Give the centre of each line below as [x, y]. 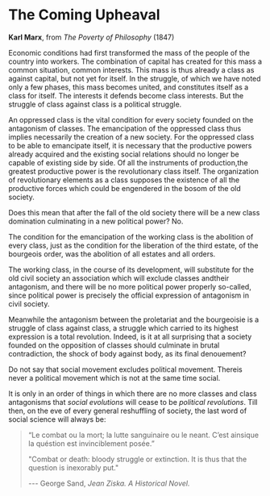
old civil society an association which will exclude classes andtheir [119, 278]
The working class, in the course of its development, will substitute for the [131, 269]
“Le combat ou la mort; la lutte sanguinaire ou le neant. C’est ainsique [143, 435]
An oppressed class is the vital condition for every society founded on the [131, 119]
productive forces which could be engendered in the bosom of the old [125, 188]
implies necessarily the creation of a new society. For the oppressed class [131, 137]
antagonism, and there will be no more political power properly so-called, [130, 286]
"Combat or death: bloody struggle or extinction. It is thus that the [137, 459]
